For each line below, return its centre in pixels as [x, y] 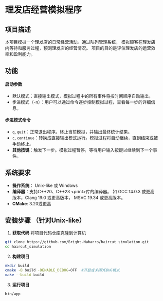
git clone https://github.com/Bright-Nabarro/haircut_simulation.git [77, 242]
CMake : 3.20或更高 [32, 203]
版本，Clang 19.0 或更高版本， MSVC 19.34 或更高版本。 [69, 198]
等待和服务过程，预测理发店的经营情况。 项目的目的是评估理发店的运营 [80, 48]
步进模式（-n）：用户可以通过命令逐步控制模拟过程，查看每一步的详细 [81, 102]
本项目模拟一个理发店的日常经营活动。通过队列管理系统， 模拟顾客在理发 [78, 42]
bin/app [13, 294]
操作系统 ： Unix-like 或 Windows [45, 185]
